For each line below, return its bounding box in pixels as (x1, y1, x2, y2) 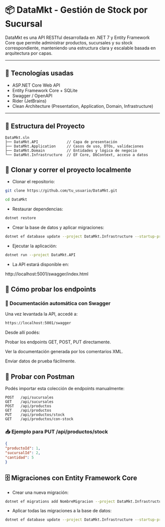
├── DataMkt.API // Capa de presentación (5, 139, 118, 144)
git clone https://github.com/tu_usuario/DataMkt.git (5, 188, 118, 193)
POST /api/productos (5, 404, 52, 409)
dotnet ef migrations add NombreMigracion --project (5, 499, 115, 504)
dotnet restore (5, 216, 36, 221)
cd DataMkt (5, 197, 27, 202)
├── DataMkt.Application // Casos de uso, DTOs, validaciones (5, 144, 144, 149)
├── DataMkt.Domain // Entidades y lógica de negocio (5, 148, 137, 153)
